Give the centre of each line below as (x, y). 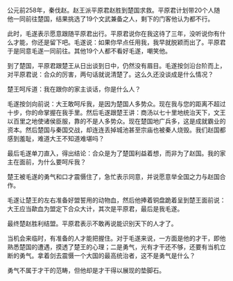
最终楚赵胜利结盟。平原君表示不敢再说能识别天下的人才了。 (92, 223)
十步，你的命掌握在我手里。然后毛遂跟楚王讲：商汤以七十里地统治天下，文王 (116, 112)
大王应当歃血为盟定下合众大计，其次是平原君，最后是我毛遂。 (95, 209)
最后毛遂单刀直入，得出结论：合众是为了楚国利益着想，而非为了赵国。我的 (113, 153)
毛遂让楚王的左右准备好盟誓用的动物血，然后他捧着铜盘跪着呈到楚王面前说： (116, 200)
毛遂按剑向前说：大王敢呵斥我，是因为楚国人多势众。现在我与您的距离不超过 (116, 104)
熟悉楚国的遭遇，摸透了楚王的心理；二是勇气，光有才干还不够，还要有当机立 (116, 247)
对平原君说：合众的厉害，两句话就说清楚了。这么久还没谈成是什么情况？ (110, 74)
